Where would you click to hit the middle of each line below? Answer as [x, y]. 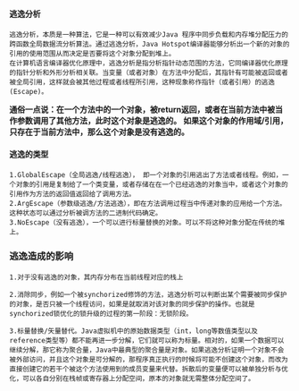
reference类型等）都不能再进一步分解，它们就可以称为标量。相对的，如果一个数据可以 [147, 340]
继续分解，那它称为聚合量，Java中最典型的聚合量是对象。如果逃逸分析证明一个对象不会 [147, 350]
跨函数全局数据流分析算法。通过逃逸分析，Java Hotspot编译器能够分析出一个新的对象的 [149, 45]
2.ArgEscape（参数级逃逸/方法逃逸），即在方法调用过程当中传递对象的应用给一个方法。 [148, 204]
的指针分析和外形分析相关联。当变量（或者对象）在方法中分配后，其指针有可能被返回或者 [149, 73]
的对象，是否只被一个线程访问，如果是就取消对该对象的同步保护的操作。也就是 [132, 304]
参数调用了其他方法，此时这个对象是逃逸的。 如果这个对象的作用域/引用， [152, 121]
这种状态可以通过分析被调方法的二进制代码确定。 [86, 213]
